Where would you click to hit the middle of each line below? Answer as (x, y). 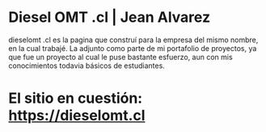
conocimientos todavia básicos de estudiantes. (87, 66)
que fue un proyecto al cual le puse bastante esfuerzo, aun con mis (120, 57)
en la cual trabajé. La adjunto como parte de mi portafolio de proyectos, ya (133, 48)
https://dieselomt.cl (77, 115)
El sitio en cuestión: (76, 98)
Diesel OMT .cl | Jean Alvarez (110, 17)
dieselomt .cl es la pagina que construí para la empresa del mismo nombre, (133, 40)
